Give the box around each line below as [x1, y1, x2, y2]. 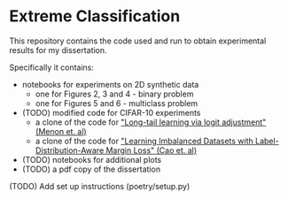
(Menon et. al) [35, 126, 87, 136]
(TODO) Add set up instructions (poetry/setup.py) [9, 181, 191, 191]
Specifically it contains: [9, 62, 95, 73]
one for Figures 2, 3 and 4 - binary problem [35, 88, 194, 99]
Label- [255, 135, 279, 146]
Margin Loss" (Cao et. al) [105, 144, 198, 156]
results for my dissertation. [9, 44, 108, 55]
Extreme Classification [9, 6, 181, 27]
